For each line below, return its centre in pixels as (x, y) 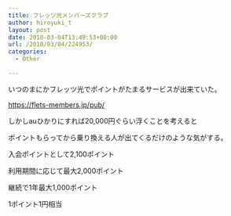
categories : (27, 52)
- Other (28, 59)
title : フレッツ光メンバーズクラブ (59, 15)
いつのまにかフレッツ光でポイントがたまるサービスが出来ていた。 (115, 89)
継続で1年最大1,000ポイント (53, 187)
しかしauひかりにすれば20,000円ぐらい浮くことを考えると (103, 121)
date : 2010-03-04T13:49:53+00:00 (63, 37)
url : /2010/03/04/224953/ (50, 45)
